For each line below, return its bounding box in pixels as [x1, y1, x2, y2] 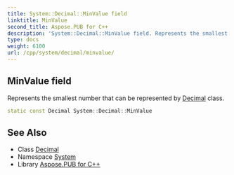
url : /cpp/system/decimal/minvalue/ [7, 50, 115, 57]
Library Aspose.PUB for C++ [17, 160, 100, 169]
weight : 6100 [7, 43, 46, 50]
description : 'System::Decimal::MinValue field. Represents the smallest [7, 29, 228, 37]
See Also [7, 127, 47, 139]
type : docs [7, 36, 39, 43]
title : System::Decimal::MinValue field [7, 10, 128, 17]
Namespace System [17, 153, 76, 161]
